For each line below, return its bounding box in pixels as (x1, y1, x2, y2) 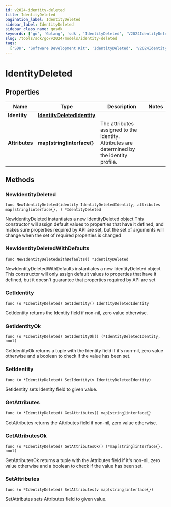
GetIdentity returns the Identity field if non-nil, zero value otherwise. (5, 310, 148, 316)
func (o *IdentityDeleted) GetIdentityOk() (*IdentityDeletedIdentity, (5, 334, 160, 339)
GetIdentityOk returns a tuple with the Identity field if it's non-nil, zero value (5, 348, 164, 354)
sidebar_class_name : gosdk (5, 27, 63, 32)
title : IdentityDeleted (5, 12, 56, 17)
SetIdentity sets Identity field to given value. (5, 386, 98, 393)
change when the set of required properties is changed (5, 232, 121, 238)
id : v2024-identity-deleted (5, 7, 65, 13)
